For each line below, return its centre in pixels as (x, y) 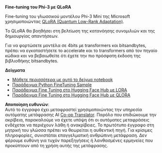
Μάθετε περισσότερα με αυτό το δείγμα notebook (62, 80)
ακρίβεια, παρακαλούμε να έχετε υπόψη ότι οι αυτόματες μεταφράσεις (77, 120)
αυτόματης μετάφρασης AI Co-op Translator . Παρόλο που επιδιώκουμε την (81, 115)
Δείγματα (15, 70)
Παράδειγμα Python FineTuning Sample (52, 85)
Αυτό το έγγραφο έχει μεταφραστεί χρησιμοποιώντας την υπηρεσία (73, 109)
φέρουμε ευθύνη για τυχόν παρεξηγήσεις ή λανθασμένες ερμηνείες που (79, 140)
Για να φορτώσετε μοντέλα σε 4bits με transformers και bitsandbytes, (76, 45)
